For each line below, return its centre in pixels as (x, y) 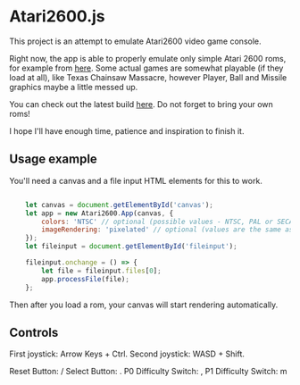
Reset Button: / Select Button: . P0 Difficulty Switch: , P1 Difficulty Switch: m (148, 372)
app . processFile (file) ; (85, 279)
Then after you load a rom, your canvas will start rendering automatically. (144, 305)
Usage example (54, 159)
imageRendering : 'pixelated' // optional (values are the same (161, 230)
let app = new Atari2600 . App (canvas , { (100, 213)
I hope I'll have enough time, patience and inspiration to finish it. (127, 130)
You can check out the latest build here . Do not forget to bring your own (142, 104)
